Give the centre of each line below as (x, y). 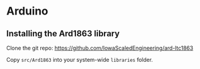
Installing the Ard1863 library (63, 34)
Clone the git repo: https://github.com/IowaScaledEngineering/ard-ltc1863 (100, 48)
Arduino (27, 11)
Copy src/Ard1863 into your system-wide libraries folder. (80, 60)
